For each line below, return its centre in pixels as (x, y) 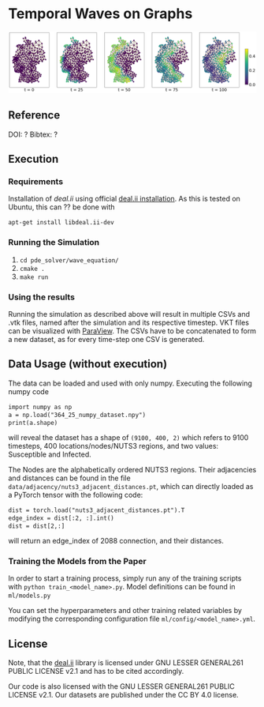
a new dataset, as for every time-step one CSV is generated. (106, 340)
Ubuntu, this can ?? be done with (62, 207)
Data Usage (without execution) (88, 364)
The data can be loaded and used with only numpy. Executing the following (130, 383)
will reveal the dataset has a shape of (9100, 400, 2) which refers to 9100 (128, 437)
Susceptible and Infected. (50, 454)
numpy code (29, 391)
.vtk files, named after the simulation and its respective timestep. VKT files (129, 323)
